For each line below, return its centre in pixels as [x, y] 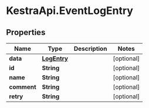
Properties [26, 32]
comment [23, 87]
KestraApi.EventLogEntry [70, 11]
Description [90, 49]
